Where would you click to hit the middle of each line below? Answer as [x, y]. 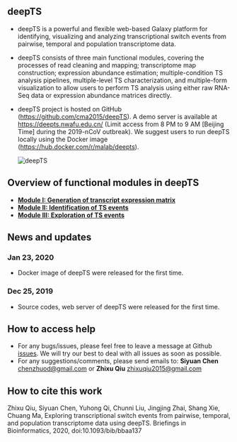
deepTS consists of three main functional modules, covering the [111, 57]
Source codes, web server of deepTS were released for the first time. [118, 306]
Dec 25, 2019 [30, 292]
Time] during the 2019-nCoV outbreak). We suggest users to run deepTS [123, 131]
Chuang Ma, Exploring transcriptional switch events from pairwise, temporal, [119, 416]
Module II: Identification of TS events [73, 207]
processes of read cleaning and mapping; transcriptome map [107, 65]
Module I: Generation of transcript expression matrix [96, 200]
